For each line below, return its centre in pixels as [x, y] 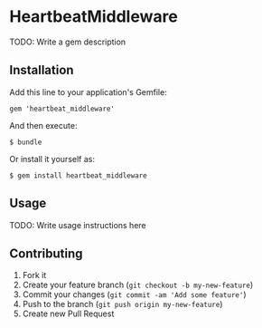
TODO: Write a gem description [68, 42]
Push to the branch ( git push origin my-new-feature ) [122, 304]
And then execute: [43, 125]
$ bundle [26, 142]
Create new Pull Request [68, 314]
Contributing [46, 253]
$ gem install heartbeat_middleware [78, 175]
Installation [42, 70]
